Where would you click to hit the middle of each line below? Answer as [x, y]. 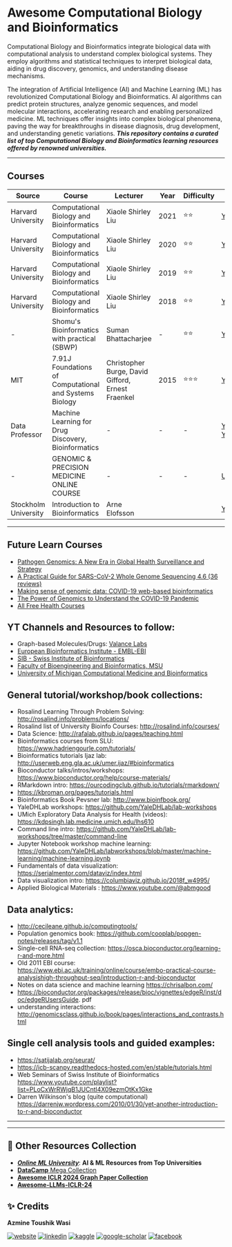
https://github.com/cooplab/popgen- [149, 933]
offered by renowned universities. [57, 148]
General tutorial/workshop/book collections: [105, 695]
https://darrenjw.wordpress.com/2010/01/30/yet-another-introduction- [117, 1104]
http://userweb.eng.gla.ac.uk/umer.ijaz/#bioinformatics [96, 763]
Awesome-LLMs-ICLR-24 [55, 1184]
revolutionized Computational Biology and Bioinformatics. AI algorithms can [115, 96]
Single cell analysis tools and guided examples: [111, 1044]
